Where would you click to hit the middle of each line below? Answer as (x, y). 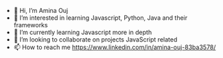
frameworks (31, 25)
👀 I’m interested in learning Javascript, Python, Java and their (101, 18)
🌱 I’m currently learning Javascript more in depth (83, 32)
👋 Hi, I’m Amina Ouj (41, 11)
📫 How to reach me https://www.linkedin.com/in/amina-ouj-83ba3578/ (115, 47)
